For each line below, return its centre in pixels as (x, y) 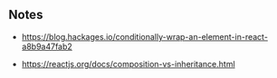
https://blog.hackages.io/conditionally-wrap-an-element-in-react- (145, 36)
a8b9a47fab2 (47, 46)
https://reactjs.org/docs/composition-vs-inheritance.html (129, 63)
